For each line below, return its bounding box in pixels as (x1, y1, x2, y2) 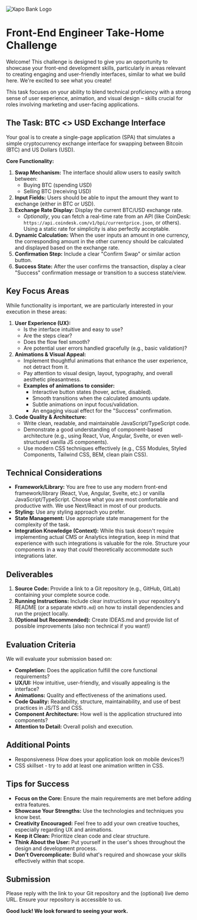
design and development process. (14, 845, 98, 852)
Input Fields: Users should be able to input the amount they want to (14, 194, 179, 201)
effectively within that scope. (14, 857, 85, 864)
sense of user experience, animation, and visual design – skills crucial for (6, 94, 183, 101)
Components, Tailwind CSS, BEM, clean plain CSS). (23, 451, 148, 458)
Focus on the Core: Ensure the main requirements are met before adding (14, 795, 192, 802)
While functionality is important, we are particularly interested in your (6, 302, 173, 309)
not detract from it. (23, 363, 69, 370)
